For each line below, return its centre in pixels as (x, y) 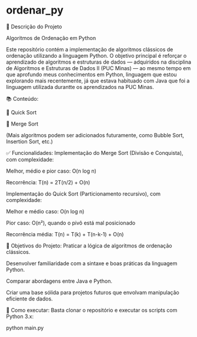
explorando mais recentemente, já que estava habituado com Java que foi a (98, 81)
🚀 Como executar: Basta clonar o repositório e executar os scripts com (92, 310)
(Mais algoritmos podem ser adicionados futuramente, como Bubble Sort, (95, 135)
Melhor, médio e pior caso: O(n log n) (51, 171)
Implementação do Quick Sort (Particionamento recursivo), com (83, 194)
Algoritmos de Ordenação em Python (51, 38)
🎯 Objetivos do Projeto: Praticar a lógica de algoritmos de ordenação (89, 246)
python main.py (25, 328)
